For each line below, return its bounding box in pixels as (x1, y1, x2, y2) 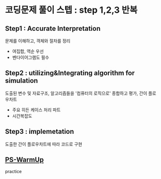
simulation (5, 77, 38, 85)
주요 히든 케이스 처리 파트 (12, 106, 61, 113)
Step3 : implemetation (5, 128, 74, 136)
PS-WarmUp (5, 155, 44, 164)
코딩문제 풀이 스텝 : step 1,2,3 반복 (5, 4, 138, 16)
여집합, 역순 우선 (12, 49, 44, 54)
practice (5, 169, 22, 175)
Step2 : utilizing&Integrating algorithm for (5, 69, 135, 77)
